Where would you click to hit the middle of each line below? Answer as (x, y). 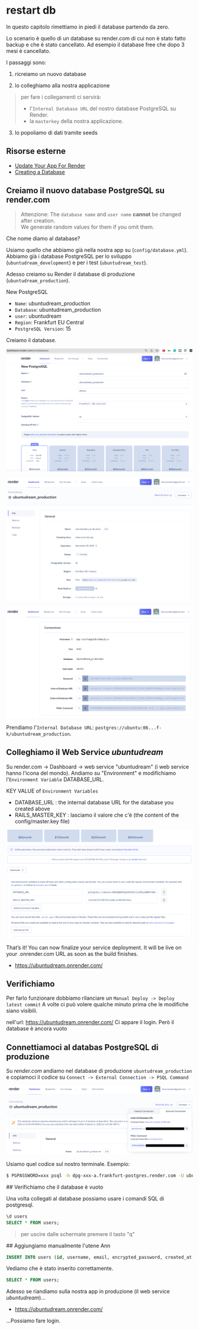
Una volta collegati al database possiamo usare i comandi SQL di (85, 1198)
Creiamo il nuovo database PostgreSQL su (85, 191)
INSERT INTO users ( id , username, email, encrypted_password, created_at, (100, 1257)
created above (32, 808)
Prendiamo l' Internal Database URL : (50, 727)
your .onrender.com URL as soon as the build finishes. (72, 953)
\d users (17, 1216)
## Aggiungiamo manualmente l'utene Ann (58, 1246)
